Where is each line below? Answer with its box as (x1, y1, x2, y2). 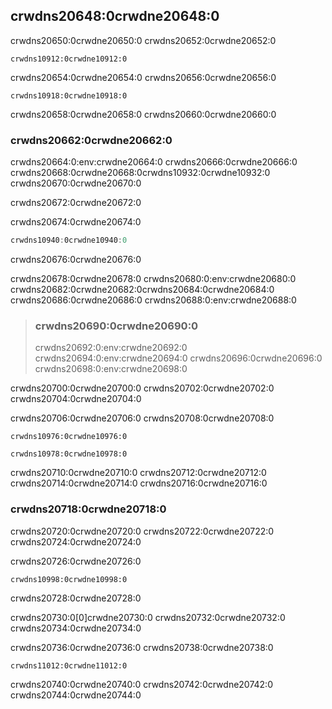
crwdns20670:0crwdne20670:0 (10, 177, 142, 189)
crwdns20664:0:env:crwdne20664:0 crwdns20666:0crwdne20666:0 (10, 156, 298, 168)
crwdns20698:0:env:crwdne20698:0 (34, 363, 188, 375)
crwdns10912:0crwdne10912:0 (10, 54, 128, 64)
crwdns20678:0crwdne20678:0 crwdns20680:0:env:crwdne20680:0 (10, 272, 297, 284)
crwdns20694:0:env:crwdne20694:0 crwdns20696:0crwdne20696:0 (34, 352, 323, 364)
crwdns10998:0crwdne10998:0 (10, 574, 128, 584)
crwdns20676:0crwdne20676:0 (10, 253, 142, 265)
